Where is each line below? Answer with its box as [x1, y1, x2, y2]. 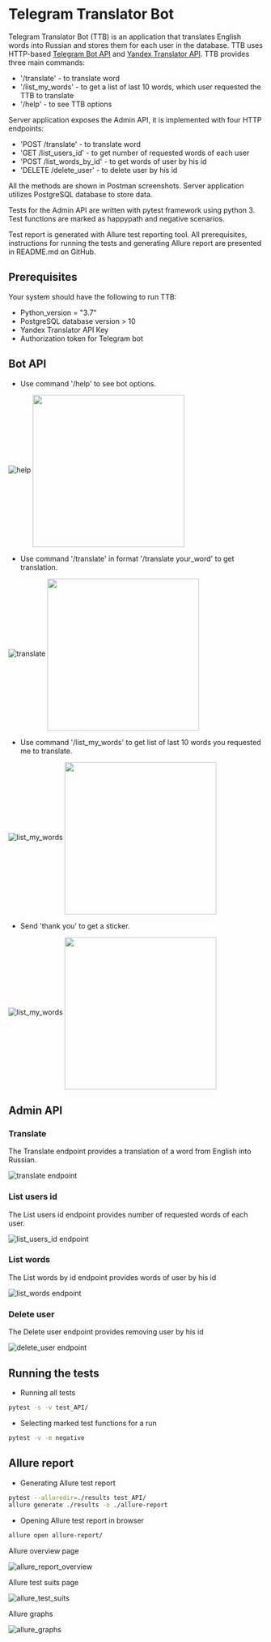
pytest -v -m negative [8, 1433, 85, 1442]
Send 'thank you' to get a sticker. [19, 920, 131, 930]
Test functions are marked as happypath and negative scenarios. [8, 213, 225, 223]
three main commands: [8, 58, 85, 67]
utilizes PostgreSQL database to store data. [8, 189, 153, 199]
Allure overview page [8, 1546, 79, 1556]
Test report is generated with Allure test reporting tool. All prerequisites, [8, 229, 248, 239]
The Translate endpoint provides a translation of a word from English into [8, 1146, 252, 1157]
